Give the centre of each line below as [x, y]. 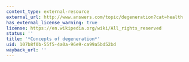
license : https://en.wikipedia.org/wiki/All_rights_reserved [84, 28]
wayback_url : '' [26, 50]
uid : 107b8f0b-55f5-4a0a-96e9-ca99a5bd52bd [61, 45]
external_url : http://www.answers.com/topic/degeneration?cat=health [95, 17]
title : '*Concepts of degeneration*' [53, 39]
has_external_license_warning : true [52, 22]
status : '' [20, 34]
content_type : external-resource [48, 12]
